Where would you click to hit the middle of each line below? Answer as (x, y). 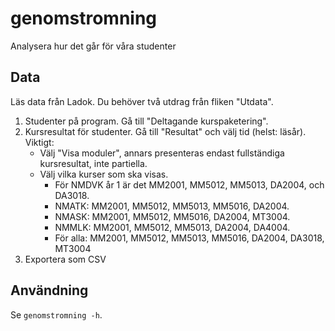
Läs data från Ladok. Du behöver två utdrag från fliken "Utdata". (142, 101)
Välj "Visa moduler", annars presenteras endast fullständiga (162, 153)
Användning (49, 290)
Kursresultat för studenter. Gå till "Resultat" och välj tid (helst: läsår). (165, 131)
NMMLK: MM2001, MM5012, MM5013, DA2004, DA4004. (172, 227)
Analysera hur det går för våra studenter (93, 46)
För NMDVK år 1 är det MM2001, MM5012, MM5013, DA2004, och (189, 184)
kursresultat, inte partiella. (93, 163)
